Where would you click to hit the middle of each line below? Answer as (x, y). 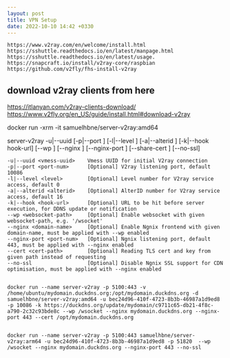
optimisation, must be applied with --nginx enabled (84, 269)
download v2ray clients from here (81, 90)
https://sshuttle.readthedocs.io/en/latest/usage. (81, 57)
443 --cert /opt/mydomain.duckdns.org (78, 317)
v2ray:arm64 (24, 341)
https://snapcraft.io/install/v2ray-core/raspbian (81, 63)
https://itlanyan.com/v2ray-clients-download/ (72, 107)
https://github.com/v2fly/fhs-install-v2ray (72, 70)
